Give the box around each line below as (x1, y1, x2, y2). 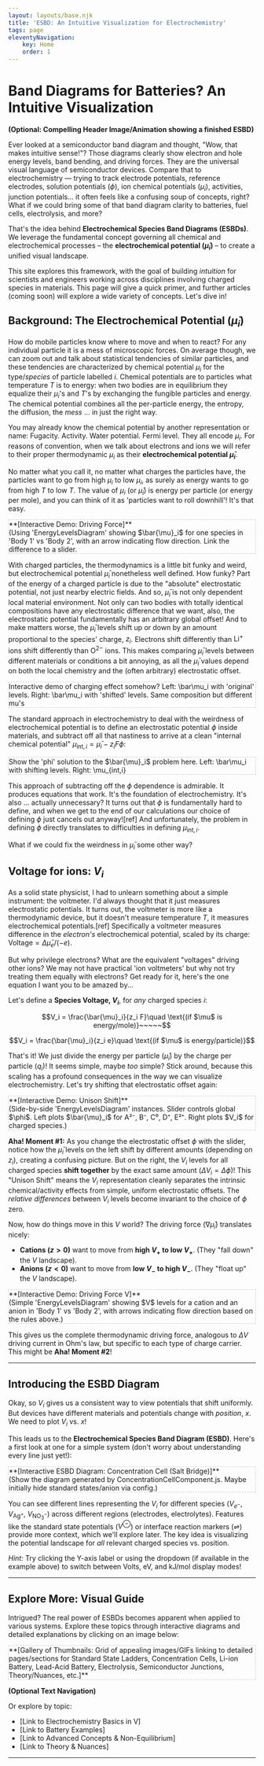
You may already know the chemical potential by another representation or (8, 422, 250, 433)
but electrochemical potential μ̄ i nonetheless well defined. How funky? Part (8, 569, 251, 581)
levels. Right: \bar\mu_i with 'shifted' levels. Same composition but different (9, 690, 253, 700)
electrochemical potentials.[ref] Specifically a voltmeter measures (8, 921, 222, 931)
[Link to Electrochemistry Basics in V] (19, 1716, 141, 1727)
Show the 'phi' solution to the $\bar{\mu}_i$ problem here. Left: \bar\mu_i (9, 757, 247, 767)
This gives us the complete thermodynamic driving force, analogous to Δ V (8, 1330, 249, 1340)
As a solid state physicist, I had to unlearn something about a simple (8, 887, 229, 897)
